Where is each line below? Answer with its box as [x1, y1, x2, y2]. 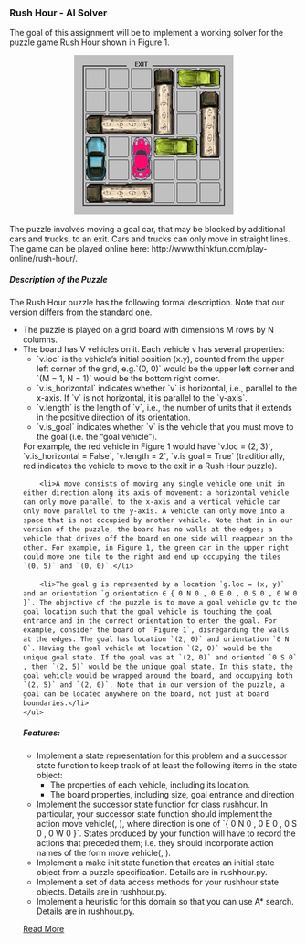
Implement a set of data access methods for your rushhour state [36, 876, 280, 888]
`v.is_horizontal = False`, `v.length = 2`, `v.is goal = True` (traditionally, [22, 451, 286, 462]
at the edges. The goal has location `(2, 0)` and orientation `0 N [22, 635, 290, 644]
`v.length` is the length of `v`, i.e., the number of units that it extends [36, 402, 292, 413]
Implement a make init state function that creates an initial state [36, 857, 275, 868]
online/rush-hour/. [9, 253, 78, 264]
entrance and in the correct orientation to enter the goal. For [22, 616, 277, 626]
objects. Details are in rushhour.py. [36, 886, 167, 897]
